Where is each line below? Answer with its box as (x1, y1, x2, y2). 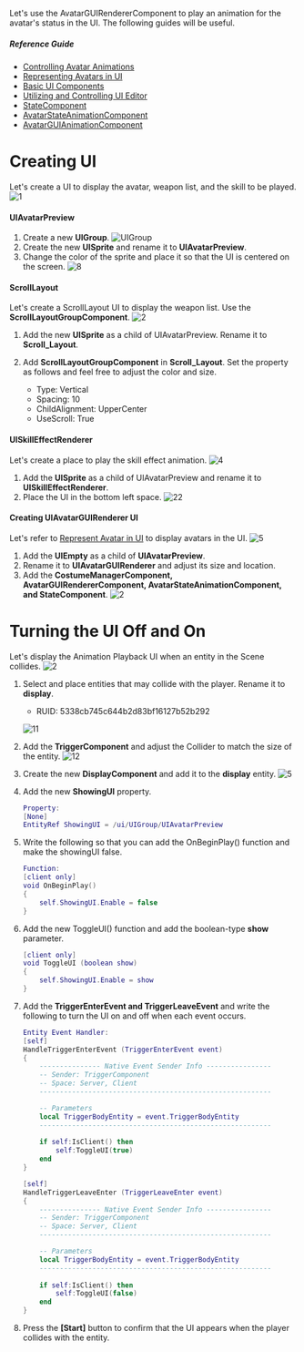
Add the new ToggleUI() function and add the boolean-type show (22, 923, 269, 934)
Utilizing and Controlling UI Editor (22, 90, 147, 101)
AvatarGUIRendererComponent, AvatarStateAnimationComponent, (22, 579, 282, 590)
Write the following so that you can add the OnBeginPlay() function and (22, 837, 289, 848)
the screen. (22, 261, 66, 272)
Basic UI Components (22, 80, 105, 91)
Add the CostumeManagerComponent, (22, 569, 173, 580)
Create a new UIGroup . (22, 232, 110, 243)
